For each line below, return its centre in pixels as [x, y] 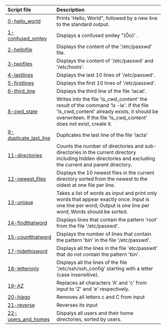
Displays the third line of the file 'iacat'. [102, 91]
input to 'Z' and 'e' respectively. [93, 289]
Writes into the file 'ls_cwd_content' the [102, 99]
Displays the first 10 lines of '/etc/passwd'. [106, 83]
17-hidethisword [28, 251]
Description [71, 10]
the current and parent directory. [94, 164]
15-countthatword [30, 237]
